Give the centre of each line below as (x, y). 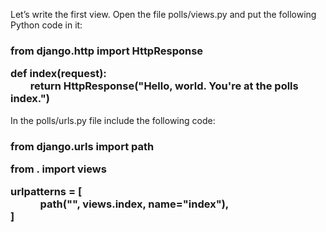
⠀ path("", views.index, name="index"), (124, 204)
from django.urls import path (82, 146)
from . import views (58, 169)
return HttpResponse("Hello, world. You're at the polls (164, 86)
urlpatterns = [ (46, 192)
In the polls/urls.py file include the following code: (113, 120)
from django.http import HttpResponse (107, 51)
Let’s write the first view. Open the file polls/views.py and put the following (163, 14)
